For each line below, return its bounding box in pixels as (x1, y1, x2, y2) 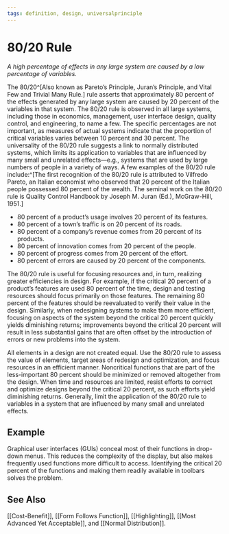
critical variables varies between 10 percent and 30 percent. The (7, 134, 190, 142)
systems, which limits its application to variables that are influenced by (7, 148, 207, 156)
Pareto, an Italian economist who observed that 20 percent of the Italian (7, 178, 210, 186)
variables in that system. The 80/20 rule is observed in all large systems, (7, 104, 213, 113)
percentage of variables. (7, 69, 77, 77)
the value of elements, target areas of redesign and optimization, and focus (7, 356, 220, 364)
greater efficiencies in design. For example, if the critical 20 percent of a (7, 277, 211, 285)
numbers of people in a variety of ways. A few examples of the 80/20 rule (7, 162, 216, 171)
